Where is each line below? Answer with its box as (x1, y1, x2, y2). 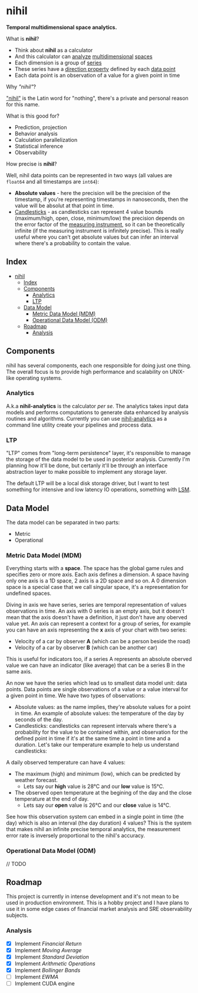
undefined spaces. (6, 590, 52, 597)
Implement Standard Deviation (14, 953, 90, 961)
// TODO (6, 860, 27, 867)
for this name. (6, 100, 40, 108)
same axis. (6, 668, 32, 675)
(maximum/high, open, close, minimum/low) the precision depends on (14, 214, 185, 222)
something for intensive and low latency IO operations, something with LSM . (6, 486, 192, 493)
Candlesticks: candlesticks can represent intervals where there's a (14, 722, 177, 730)
